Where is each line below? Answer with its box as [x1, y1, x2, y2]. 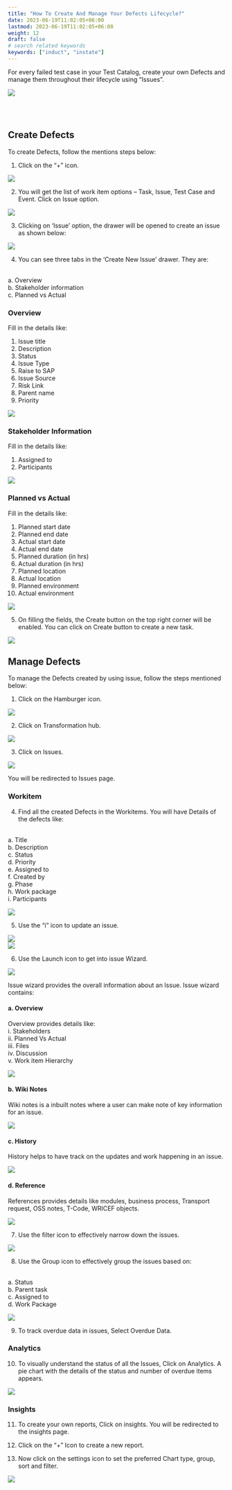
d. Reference [8, 1181, 46, 1190]
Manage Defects [8, 656, 81, 667]
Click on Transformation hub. [17, 721, 101, 730]
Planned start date [17, 522, 71, 531]
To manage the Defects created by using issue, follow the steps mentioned [8, 674, 222, 683]
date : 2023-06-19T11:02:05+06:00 [8, 17, 105, 24]
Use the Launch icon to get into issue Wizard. [17, 954, 148, 963]
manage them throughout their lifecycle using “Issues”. [8, 75, 165, 83]
